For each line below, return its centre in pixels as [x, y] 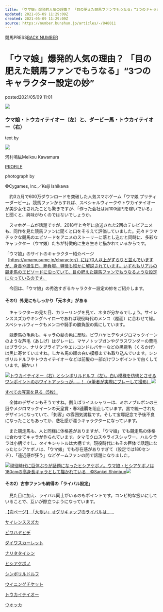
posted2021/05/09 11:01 [29, 97]
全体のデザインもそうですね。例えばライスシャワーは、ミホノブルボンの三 [83, 402]
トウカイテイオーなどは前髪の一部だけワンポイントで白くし [94, 359]
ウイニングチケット [24, 584]
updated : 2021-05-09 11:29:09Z [37, 14]
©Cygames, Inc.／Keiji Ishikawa [37, 186]
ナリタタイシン [20, 553]
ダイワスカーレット [24, 542]
